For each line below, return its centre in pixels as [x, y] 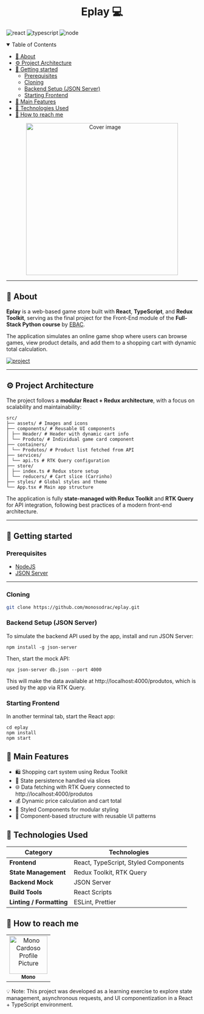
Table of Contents [34, 44]
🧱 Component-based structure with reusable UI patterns [85, 816]
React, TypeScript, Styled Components [129, 863]
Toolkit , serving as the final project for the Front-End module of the [90, 318]
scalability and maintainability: [44, 407]
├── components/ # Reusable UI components [61, 429]
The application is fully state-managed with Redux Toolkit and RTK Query [100, 498]
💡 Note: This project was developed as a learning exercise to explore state [99, 991]
